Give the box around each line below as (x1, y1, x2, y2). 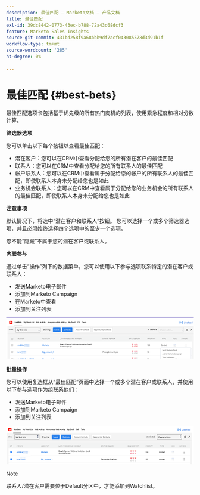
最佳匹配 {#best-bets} (6, 88, 117, 101)
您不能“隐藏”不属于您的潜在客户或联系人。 (6, 237, 110, 245)
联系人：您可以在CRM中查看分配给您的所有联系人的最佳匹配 (14, 162, 162, 169)
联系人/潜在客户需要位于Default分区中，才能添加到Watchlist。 (6, 482, 158, 490)
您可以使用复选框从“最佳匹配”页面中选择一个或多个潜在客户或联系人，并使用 (6, 379, 193, 386)
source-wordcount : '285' (6, 48, 68, 54)
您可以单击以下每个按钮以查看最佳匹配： (6, 142, 105, 149)
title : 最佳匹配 (6, 16, 43, 22)
